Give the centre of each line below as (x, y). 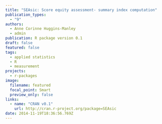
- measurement (25, 66)
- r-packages (24, 76)
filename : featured (30, 85)
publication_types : (26, 15)
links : (12, 99)
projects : (16, 71)
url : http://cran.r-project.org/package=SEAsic (65, 109)
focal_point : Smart (30, 90)
